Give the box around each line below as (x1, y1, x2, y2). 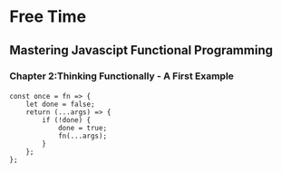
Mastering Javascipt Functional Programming (9, 43, 274, 58)
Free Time (9, 6, 87, 27)
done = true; (57, 124, 107, 133)
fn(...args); (57, 131, 107, 141)
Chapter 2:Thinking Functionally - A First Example (9, 70, 234, 82)
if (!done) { (42, 116, 92, 125)
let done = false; (25, 100, 95, 110)
